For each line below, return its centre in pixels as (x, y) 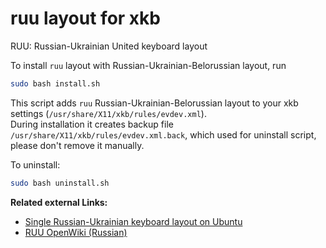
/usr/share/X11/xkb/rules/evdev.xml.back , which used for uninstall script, (163, 134)
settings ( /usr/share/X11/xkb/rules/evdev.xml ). (108, 113)
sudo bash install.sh (55, 83)
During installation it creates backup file (92, 124)
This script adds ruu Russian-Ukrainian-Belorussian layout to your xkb (154, 103)
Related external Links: (59, 202)
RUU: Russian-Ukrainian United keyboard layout (109, 46)
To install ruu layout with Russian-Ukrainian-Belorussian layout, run (148, 65)
